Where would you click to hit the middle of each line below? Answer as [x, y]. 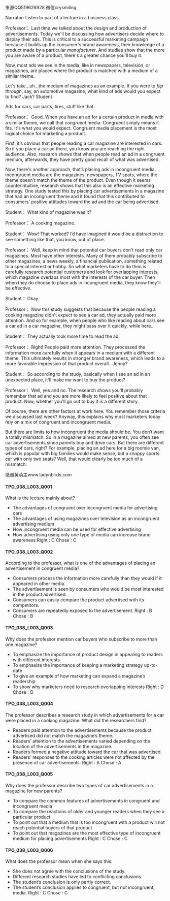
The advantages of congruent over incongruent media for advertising [85, 508]
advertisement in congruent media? [42, 568]
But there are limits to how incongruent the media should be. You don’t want [84, 432]
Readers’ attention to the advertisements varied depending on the [81, 741]
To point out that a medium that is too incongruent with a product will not [89, 822]
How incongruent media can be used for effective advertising [77, 529]
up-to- [151, 665]
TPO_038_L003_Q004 [29, 704]
